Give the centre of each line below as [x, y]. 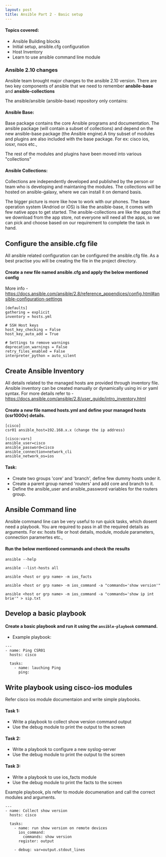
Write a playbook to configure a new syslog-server [64, 749]
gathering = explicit [28, 312]
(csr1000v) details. [25, 415]
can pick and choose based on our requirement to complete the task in [78, 223]
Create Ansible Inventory [45, 371]
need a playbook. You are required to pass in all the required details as [77, 527]
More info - [17, 289]
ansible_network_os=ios [30, 456]
